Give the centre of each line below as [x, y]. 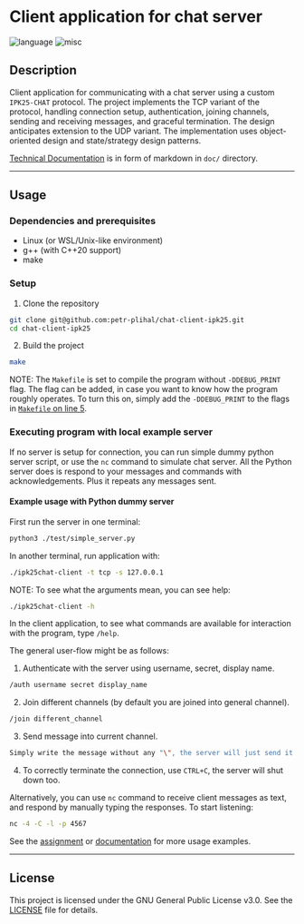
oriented [25, 140]
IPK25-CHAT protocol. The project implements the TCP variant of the [135, 102]
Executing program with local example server [111, 432]
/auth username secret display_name [78, 685]
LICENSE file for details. [54, 909]
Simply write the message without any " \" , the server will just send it [152, 753]
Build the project [53, 346]
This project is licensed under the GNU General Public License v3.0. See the [151, 899]
